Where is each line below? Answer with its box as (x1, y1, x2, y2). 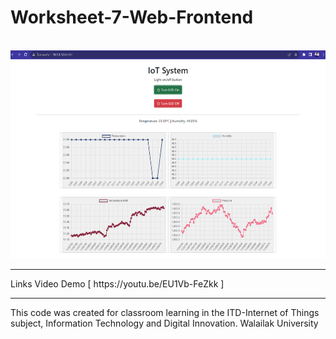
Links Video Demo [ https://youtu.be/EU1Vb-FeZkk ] (10, 277, 225, 290)
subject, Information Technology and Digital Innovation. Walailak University (10, 317, 319, 329)
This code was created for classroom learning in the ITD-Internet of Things (10, 306, 320, 318)
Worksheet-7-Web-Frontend (10, 6, 254, 29)
